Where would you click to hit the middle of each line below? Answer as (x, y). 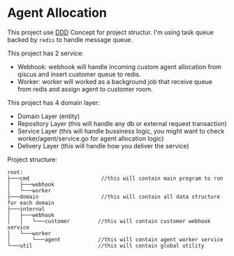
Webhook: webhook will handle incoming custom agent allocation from (119, 66)
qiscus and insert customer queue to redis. (79, 74)
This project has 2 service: (45, 53)
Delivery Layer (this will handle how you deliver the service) (103, 145)
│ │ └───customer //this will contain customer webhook (109, 221)
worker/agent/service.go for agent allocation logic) (90, 138)
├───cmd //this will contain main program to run (115, 178)
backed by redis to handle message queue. (70, 39)
